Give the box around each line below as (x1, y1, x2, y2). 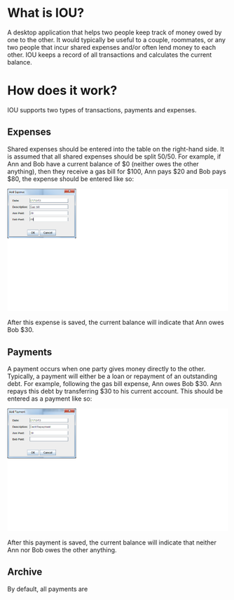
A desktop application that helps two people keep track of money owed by (7, 28, 222, 36)
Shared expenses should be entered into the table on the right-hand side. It (7, 145, 224, 153)
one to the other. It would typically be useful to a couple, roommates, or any (7, 35, 226, 44)
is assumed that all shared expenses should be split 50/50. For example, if (7, 152, 221, 161)
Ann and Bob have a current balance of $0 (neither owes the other (7, 159, 200, 168)
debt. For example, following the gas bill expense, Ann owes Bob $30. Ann (7, 380, 222, 388)
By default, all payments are (7, 585, 88, 593)
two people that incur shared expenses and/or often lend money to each (7, 43, 216, 51)
